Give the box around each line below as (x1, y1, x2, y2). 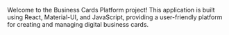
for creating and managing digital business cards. (7, 21, 149, 28)
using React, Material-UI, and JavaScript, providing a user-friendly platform (7, 13, 223, 21)
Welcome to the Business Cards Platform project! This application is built (7, 6, 215, 14)
